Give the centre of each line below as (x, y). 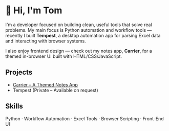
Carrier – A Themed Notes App (45, 84)
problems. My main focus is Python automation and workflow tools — (79, 30)
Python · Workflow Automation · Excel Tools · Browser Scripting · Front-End (84, 118)
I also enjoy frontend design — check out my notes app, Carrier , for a (79, 51)
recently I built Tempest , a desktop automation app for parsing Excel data (83, 35)
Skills (14, 106)
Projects (19, 72)
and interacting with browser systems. (46, 41)
